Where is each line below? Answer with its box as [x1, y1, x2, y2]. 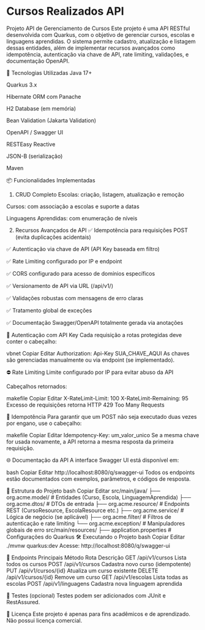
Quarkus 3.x [6, 81, 37, 88]
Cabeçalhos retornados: [6, 383, 67, 390]
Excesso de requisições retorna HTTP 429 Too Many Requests [6, 401, 165, 408]
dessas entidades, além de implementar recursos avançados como [6, 44, 176, 52]
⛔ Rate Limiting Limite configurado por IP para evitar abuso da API [6, 368, 174, 376]
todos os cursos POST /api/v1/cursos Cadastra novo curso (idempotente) [6, 560, 192, 567]
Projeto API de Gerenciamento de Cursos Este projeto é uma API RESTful [6, 25, 190, 32]
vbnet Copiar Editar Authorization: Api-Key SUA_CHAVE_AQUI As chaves [6, 349, 190, 357]
